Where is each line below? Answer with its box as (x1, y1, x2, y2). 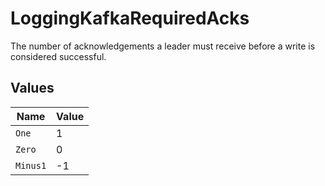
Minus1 (15, 160, 47, 171)
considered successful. (10, 50, 107, 62)
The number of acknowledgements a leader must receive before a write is (10, 40, 316, 52)
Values (10, 80, 55, 97)
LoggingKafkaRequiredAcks (10, 7, 250, 30)
